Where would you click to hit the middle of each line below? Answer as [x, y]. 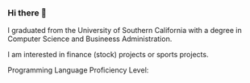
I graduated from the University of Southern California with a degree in [125, 31]
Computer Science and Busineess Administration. [90, 39]
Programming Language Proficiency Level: [78, 70]
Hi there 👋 [27, 13]
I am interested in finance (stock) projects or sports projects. [108, 55]
